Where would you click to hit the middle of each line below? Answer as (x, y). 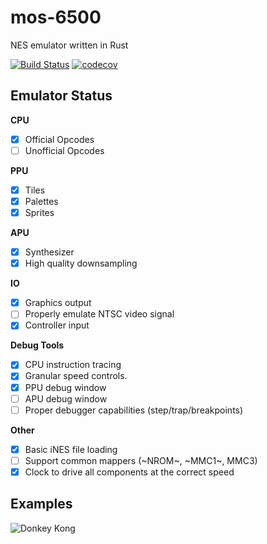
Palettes (41, 201)
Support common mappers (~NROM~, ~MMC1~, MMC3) (141, 460)
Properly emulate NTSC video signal (99, 314)
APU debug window (66, 398)
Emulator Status (61, 96)
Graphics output (58, 303)
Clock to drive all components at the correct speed (129, 472)
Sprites (39, 212)
